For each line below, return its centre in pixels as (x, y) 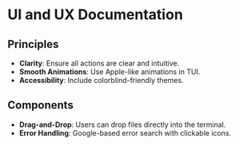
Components (40, 105)
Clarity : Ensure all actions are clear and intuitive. (99, 63)
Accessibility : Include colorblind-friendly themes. (102, 80)
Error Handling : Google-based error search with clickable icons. (125, 132)
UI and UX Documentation (95, 15)
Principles (33, 44)
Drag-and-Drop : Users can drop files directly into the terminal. (122, 124)
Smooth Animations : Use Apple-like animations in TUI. (110, 72)
